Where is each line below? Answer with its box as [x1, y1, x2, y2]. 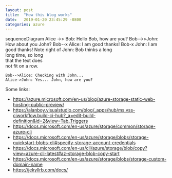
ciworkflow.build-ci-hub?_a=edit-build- [12, 113, 96, 119]
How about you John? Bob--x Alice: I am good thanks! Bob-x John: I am [5, 41, 158, 48]
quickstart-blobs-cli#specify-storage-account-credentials [12, 140, 136, 146]
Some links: [5, 86, 30, 93]
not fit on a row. [5, 63, 39, 69]
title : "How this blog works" [5, 12, 72, 17]
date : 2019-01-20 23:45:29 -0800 [5, 17, 82, 22]
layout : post [5, 7, 33, 13]
